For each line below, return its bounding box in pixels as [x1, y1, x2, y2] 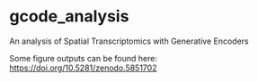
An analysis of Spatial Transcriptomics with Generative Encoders [9, 36, 249, 46]
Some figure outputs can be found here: [9, 53, 157, 63]
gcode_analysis [9, 6, 129, 27]
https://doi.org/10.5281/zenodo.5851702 [9, 62, 157, 73]
